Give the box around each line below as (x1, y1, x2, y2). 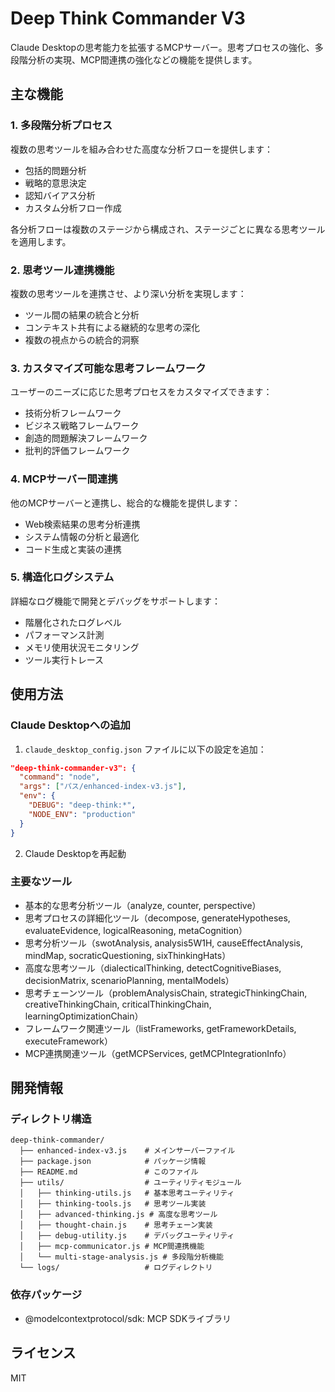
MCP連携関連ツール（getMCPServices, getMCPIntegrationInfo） (24, 1047, 292, 1059)
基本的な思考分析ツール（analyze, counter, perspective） (24, 899, 262, 911)
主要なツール (10, 875, 73, 889)
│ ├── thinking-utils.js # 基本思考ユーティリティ (19, 1188, 235, 1199)
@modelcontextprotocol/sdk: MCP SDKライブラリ (24, 1312, 232, 1324)
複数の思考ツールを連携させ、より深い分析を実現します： (10, 287, 247, 299)
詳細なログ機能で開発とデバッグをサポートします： (10, 595, 221, 607)
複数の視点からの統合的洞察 (24, 333, 140, 346)
